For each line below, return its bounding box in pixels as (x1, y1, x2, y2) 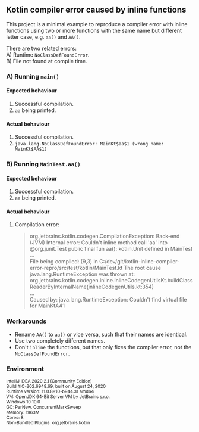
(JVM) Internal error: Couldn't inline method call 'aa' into (29, 239, 168, 246)
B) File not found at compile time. (6, 57, 87, 64)
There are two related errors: (6, 45, 77, 52)
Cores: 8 (6, 415, 24, 421)
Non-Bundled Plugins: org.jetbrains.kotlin (6, 420, 90, 426)
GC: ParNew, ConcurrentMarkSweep (6, 405, 81, 411)
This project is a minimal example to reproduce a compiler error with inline (6, 20, 188, 27)
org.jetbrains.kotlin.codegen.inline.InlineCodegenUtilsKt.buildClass (29, 277, 193, 284)
